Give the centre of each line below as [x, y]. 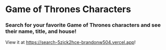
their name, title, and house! [41, 31]
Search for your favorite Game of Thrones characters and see [83, 25]
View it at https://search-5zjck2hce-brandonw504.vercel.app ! [70, 42]
